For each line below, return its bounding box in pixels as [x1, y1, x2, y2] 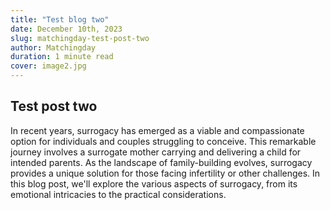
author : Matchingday [10, 42, 97, 53]
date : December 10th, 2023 [10, 24, 123, 34]
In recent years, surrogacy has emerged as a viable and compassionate [10, 124, 305, 136]
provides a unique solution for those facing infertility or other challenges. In [10, 167, 321, 179]
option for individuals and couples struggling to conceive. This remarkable [10, 135, 317, 147]
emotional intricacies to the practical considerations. [10, 188, 227, 200]
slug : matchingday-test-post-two [10, 33, 150, 43]
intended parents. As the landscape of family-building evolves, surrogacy [10, 156, 313, 168]
